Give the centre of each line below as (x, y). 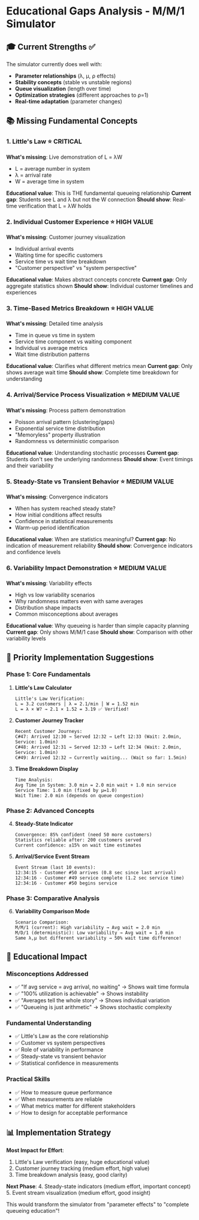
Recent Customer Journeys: (49, 731)
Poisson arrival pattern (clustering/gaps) (65, 421)
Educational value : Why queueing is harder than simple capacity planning (98, 626)
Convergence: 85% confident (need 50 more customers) (83, 835)
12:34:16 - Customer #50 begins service (66, 883)
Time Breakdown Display (47, 768)
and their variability (30, 465)
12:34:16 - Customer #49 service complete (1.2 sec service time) (99, 878)
